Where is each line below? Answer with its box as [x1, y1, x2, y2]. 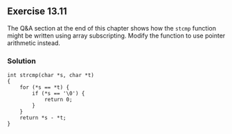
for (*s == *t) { [19, 84, 70, 91]
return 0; [44, 97, 73, 103]
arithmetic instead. [7, 38, 61, 47]
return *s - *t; [19, 115, 67, 122]
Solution [7, 56, 37, 65]
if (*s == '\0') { [32, 90, 85, 97]
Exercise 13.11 [7, 6, 67, 17]
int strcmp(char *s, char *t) [7, 72, 95, 79]
